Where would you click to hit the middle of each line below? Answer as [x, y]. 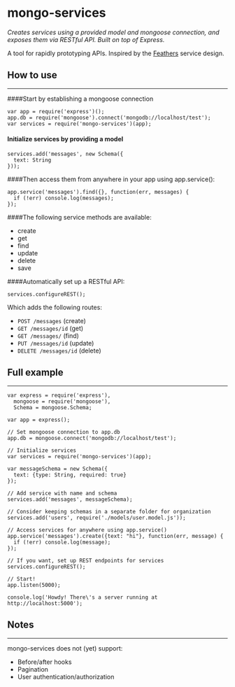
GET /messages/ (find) [48, 335]
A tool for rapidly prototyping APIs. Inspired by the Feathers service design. [116, 53]
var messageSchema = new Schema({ [58, 469]
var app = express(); [39, 420]
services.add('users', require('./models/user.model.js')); [97, 518]
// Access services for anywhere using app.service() [87, 530]
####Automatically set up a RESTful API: [66, 281]
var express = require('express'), [59, 395]
